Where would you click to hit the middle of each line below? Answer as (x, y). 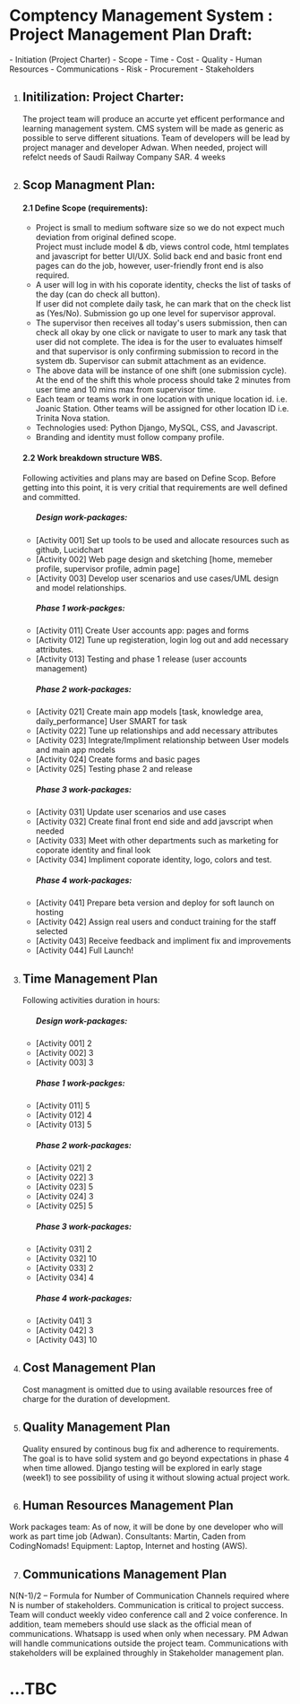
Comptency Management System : (141, 16)
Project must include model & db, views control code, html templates (162, 247)
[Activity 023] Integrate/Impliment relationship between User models (162, 740)
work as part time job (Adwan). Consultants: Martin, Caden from (128, 1536)
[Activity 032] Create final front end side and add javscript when (154, 822)
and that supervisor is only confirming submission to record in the (157, 351)
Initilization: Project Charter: (103, 97)
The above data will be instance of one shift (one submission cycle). (161, 371)
